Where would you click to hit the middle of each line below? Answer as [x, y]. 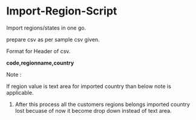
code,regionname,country [40, 63]
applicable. [20, 92]
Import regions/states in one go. [46, 28]
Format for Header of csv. [38, 51]
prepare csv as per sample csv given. [53, 39]
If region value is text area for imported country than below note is [89, 86]
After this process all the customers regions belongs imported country [103, 104]
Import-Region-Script [62, 11]
